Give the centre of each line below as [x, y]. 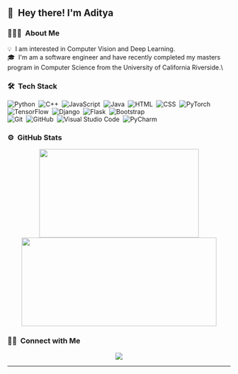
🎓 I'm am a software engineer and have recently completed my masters [114, 57]
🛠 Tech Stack [33, 86]
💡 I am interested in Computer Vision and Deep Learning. [91, 49]
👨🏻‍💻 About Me [34, 33]
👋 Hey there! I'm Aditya [61, 13]
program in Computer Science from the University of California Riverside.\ [115, 67]
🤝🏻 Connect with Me [44, 341]
